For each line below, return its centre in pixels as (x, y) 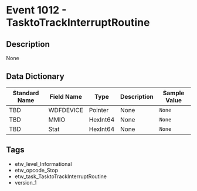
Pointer (99, 110)
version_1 (26, 182)
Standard (26, 93)
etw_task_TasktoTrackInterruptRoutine (61, 176)
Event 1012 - (36, 10)
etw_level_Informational (43, 164)
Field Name (66, 96)
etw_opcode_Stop (36, 170)
